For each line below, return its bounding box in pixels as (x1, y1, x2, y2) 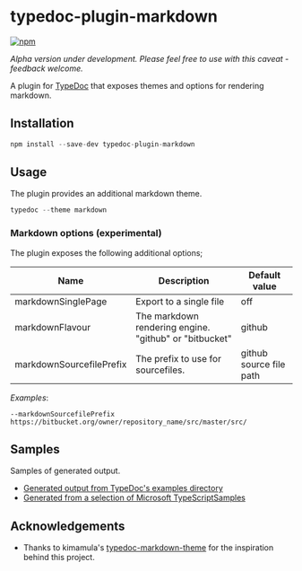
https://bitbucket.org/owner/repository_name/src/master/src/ (10, 417, 247, 426)
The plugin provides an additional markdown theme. (10, 189, 203, 199)
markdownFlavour (14, 321, 91, 333)
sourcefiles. (134, 364, 186, 376)
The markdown (134, 310, 200, 322)
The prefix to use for (134, 352, 222, 365)
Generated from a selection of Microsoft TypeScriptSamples (22, 492, 246, 504)
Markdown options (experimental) (10, 227, 162, 240)
